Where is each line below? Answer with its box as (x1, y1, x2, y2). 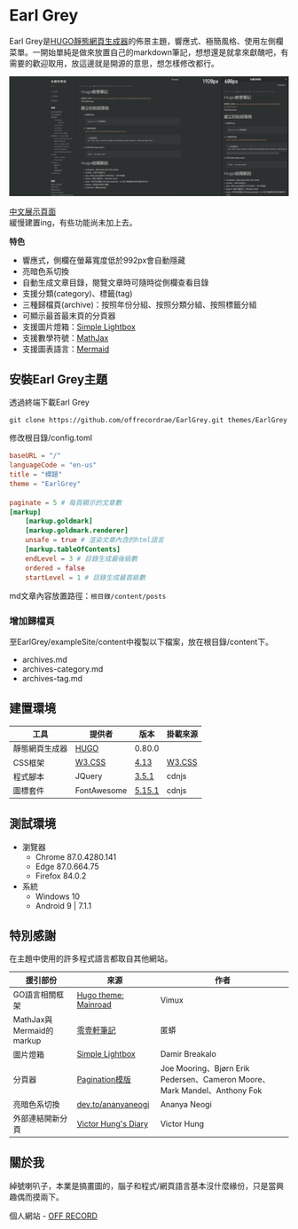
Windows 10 (35, 891, 81, 902)
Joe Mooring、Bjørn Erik (160, 1062, 250, 1074)
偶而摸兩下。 (16, 1191, 64, 1202)
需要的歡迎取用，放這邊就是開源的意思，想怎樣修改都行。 (9, 58, 219, 68)
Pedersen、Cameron (160, 1074, 237, 1084)
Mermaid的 (12, 1026, 54, 1036)
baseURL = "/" (9, 452, 62, 461)
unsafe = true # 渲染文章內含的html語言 (25, 536, 164, 545)
